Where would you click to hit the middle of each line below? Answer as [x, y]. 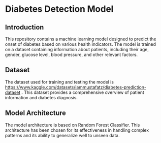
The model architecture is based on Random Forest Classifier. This [73, 125]
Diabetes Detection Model [59, 9]
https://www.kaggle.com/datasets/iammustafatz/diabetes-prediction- [76, 87]
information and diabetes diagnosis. [41, 97]
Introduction [25, 27]
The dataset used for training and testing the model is [60, 82]
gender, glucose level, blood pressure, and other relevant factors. [71, 55]
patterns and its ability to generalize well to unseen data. [62, 135]
